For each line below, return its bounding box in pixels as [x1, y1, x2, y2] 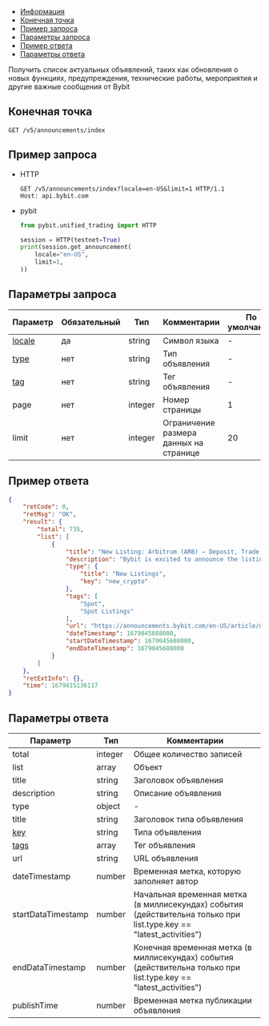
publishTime [12, 1000, 58, 1011]
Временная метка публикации [133, 995, 252, 1006]
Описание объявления [133, 787, 222, 799]
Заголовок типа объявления [133, 813, 244, 824]
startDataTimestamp [12, 908, 90, 919]
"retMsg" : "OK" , [22, 510, 78, 519]
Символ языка [163, 335, 219, 346]
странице [163, 447, 200, 458]
